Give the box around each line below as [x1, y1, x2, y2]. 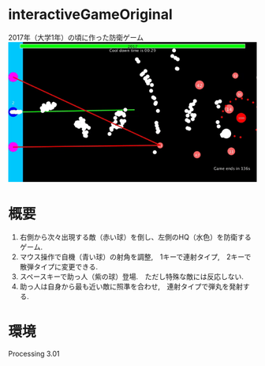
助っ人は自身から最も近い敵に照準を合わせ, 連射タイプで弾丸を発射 [19, 282, 243, 292]
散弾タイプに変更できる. [19, 262, 99, 272]
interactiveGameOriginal [8, 6, 173, 24]
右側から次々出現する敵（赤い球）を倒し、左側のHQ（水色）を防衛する [19, 232, 252, 242]
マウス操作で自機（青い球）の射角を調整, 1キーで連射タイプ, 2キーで [19, 252, 252, 262]
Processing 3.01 [8, 349, 61, 359]
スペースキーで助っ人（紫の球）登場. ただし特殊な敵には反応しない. [19, 272, 244, 281]
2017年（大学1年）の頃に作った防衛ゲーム [8, 32, 144, 42]
